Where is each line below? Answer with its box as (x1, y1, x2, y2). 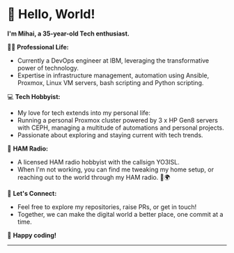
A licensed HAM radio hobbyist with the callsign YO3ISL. (17, 158, 180, 166)
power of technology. (17, 63, 79, 72)
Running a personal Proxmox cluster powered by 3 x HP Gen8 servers (17, 116, 218, 124)
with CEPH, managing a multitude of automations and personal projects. (17, 123, 224, 132)
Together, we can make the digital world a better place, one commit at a (17, 210, 224, 218)
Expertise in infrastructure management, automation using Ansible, (17, 71, 210, 79)
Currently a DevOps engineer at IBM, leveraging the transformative (17, 56, 210, 65)
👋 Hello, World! (7, 6, 95, 22)
